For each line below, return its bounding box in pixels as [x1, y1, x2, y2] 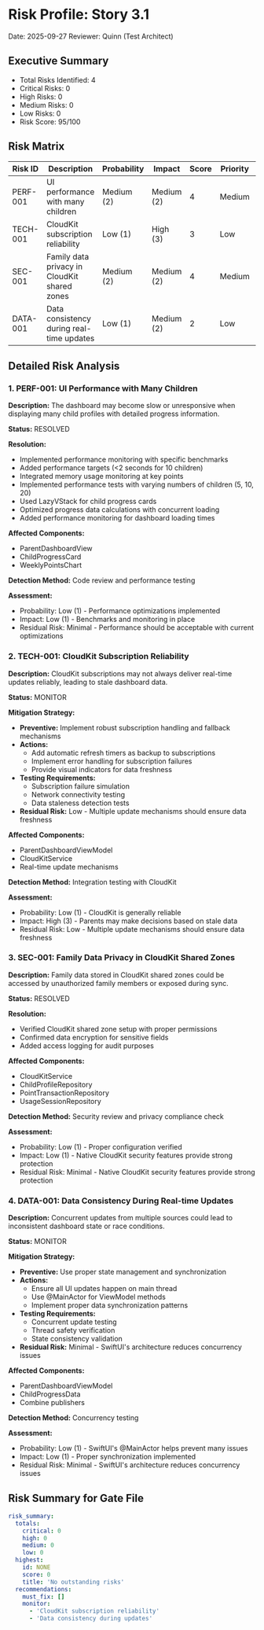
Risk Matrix [8, 140, 65, 153]
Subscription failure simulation [31, 781, 130, 791]
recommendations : [15, 1585, 72, 1593]
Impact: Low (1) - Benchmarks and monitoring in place [19, 615, 196, 624]
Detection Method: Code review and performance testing [8, 576, 196, 585]
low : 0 [22, 1549, 44, 1557]
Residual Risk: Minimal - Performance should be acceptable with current [19, 623, 254, 632]
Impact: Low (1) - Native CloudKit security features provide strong [19, 1150, 233, 1160]
